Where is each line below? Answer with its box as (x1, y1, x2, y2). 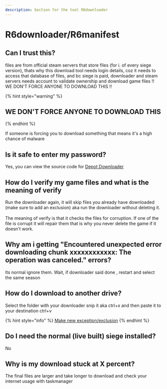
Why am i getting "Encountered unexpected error (5, 240, 162, 249)
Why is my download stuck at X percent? (5, 359, 135, 368)
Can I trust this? (5, 49, 56, 58)
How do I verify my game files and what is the (5, 178, 149, 187)
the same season (5, 274, 41, 280)
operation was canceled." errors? (5, 256, 111, 264)
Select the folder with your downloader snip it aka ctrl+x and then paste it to (5, 302, 161, 308)
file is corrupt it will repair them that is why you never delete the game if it (5, 221, 157, 227)
